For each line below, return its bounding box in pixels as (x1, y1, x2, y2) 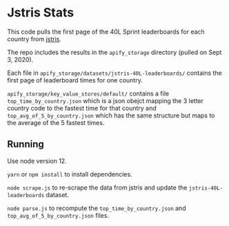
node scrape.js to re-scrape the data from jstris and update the (7, 183, 188, 192)
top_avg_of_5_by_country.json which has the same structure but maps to (7, 111, 215, 120)
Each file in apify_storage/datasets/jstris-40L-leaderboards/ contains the (7, 69, 222, 77)
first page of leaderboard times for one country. (7, 76, 143, 84)
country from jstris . (7, 34, 62, 43)
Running (7, 139, 45, 150)
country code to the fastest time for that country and (7, 104, 157, 112)
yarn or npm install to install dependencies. (7, 170, 132, 178)
